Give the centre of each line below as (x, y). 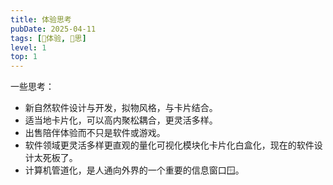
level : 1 (28, 47)
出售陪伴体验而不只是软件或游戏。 (95, 133)
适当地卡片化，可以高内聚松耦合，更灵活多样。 (121, 120)
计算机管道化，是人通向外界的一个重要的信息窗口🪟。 (134, 170)
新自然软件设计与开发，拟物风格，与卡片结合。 (121, 108)
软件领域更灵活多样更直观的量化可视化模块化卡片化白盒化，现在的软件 (169, 145)
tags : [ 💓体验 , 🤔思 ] (48, 38)
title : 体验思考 (41, 19)
